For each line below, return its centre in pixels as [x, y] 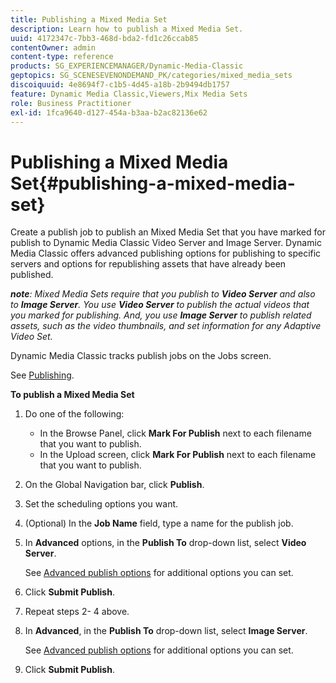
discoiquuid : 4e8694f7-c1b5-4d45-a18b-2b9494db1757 [120, 85]
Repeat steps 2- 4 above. [77, 612]
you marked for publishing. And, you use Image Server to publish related [161, 315]
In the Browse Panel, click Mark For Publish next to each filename [175, 433]
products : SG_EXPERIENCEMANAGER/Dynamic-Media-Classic [127, 66]
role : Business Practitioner [71, 103]
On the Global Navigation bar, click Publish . [114, 485]
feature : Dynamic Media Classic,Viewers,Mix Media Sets [129, 94]
